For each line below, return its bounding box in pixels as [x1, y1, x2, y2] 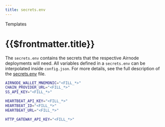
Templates [5, 21, 27, 27]
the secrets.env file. [5, 71, 46, 77]
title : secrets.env [5, 7, 46, 12]
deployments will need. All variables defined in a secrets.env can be [5, 60, 146, 66]
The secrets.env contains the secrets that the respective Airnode [5, 55, 139, 61]
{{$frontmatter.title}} [5, 38, 95, 50]
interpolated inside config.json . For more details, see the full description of [5, 65, 160, 71]
